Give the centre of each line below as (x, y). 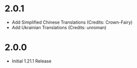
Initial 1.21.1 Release (31, 61)
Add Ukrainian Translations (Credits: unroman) (59, 27)
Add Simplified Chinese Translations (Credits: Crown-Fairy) (72, 22)
